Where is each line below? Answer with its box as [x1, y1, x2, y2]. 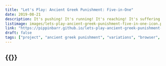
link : [5, 26, 16, 31]
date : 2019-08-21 [5, 12, 41, 17]
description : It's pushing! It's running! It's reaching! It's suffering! [5, 16, 163, 21]
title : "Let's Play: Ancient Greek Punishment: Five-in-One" [5, 7, 134, 12]
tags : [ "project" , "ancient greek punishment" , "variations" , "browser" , [5, 35, 161, 40]
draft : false [5, 30, 32, 35]
